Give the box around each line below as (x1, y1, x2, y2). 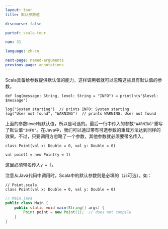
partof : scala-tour (5, 30, 46, 35)
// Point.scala (5, 182, 37, 188)
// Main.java (5, 196, 33, 201)
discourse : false (5, 21, 42, 26)
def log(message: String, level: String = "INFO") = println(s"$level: (5, 93, 158, 99)
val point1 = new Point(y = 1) (5, 152, 71, 157)
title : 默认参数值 (5, 12, 40, 17)
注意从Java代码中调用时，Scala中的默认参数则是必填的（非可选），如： (5, 172, 152, 178)
